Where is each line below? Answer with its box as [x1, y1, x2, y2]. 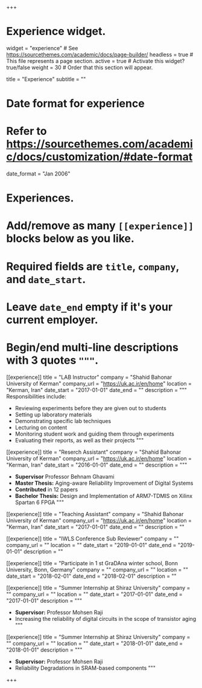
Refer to [6, 125, 47, 138]
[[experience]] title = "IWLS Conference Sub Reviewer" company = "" [6, 535, 179, 542]
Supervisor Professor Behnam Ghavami [14, 473, 115, 480]
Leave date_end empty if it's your [6, 300, 173, 313]
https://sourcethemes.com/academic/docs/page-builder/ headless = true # [6, 51, 194, 58]
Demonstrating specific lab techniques [14, 417, 112, 424]
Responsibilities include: [6, 393, 66, 400]
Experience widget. [6, 25, 106, 38]
